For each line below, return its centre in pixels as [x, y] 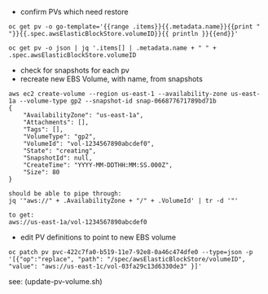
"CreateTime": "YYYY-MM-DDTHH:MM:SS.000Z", [98, 165]
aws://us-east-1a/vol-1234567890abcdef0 [78, 222]
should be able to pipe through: [65, 194]
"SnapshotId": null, [58, 158]
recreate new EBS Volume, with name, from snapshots [112, 79]
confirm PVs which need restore [74, 12]
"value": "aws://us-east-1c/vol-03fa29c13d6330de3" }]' [105, 266]
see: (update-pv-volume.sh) [56, 281]
